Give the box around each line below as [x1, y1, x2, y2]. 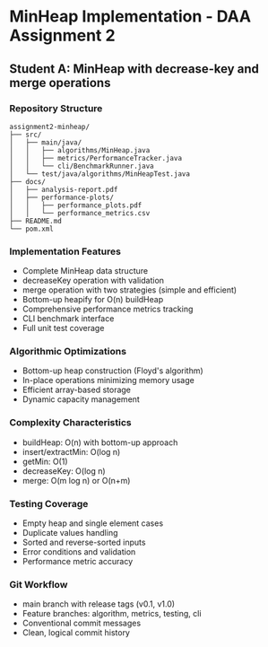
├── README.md [9, 216, 63, 225]
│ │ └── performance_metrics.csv [9, 208, 151, 217]
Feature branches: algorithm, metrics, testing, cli [22, 608, 202, 619]
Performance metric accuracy [22, 556, 134, 567]
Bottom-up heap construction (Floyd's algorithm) [22, 365, 203, 376]
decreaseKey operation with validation [22, 275, 164, 286]
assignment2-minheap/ [9, 122, 91, 131]
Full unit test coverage [22, 323, 105, 334]
